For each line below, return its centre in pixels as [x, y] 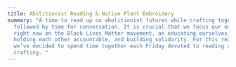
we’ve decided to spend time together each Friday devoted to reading [119, 46]
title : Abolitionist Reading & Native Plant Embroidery [91, 14]
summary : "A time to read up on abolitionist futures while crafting [111, 20]
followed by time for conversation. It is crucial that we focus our [117, 27]
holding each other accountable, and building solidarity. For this [116, 40]
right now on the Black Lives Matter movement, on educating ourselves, [122, 33]
